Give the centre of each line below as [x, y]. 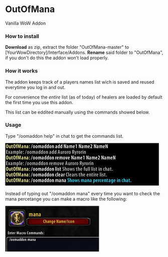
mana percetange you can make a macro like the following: [66, 199]
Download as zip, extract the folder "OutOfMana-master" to [67, 47]
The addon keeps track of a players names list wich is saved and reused [80, 82]
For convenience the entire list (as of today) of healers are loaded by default [84, 97]
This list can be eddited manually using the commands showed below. [77, 112]
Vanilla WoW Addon [26, 23]
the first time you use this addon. [39, 102]
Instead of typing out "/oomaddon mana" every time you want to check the [83, 193]
